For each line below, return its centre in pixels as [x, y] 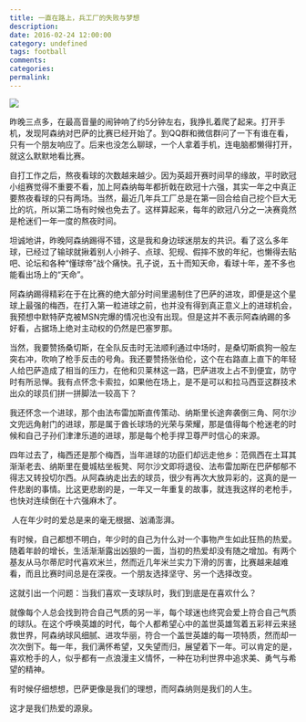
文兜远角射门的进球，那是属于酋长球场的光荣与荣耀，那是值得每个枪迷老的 [149, 424]
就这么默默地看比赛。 [49, 155]
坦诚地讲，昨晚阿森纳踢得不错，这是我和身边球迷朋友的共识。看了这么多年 [149, 240]
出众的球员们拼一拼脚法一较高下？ [73, 392]
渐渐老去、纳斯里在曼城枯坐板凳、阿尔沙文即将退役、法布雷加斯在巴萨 [141, 466]
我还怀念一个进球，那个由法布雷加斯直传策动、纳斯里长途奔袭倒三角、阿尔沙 [153, 413]
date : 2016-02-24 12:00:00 [61, 35]
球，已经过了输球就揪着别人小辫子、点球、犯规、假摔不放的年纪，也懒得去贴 [153, 251]
